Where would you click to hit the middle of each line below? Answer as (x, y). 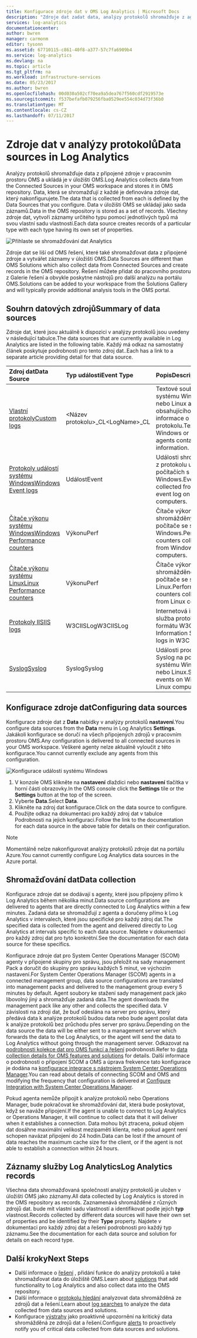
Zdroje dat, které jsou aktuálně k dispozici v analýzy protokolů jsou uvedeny (98, 332)
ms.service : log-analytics (39, 55)
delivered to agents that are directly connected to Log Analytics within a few (98, 907)
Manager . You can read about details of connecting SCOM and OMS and (93, 1074)
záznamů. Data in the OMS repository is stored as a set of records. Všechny (97, 211)
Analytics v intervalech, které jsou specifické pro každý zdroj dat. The (89, 919)
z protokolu (171, 464)
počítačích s (172, 472)
